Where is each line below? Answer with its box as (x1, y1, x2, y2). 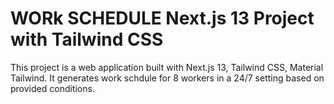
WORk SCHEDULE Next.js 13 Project (10, 7, 315, 30)
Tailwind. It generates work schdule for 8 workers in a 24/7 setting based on (10, 72, 325, 84)
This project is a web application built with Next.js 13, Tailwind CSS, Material (10, 61, 324, 73)
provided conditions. (10, 82, 95, 94)
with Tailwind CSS (10, 28, 164, 51)
